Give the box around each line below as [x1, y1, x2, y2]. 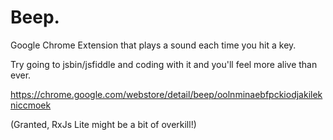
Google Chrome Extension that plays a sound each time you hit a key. [10, 39, 297, 51]
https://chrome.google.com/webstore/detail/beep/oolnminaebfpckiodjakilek [10, 88, 323, 100]
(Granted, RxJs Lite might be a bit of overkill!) [10, 118, 197, 130]
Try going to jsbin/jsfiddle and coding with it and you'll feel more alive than [10, 58, 318, 70]
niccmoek [10, 99, 52, 111]
